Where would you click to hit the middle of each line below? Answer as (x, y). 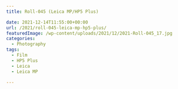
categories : (21, 39)
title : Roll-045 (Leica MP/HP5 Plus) (52, 11)
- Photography (29, 44)
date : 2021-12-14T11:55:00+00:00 (47, 22)
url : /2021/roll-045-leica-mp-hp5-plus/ (57, 28)
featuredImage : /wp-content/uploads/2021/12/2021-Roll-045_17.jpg (89, 33)
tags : (13, 50)
